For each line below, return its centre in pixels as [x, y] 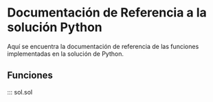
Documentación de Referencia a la [107, 13]
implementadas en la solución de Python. [65, 54]
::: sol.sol [20, 92]
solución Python [55, 27]
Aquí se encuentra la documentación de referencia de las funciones [103, 46]
